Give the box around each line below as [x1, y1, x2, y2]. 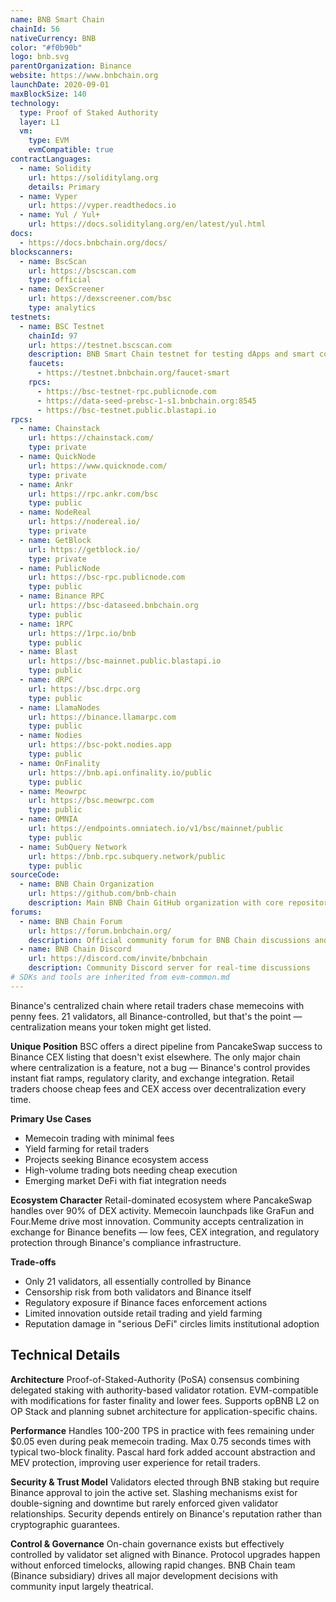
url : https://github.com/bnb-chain [28, 889, 177, 899]
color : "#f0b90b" [10, 42, 83, 53]
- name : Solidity [19, 163, 92, 173]
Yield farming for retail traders [24, 1142, 150, 1155]
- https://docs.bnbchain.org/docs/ [19, 237, 168, 248]
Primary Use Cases [10, 1112, 92, 1125]
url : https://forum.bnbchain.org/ [28, 926, 172, 936]
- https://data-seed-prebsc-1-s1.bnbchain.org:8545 [36, 396, 257, 406]
